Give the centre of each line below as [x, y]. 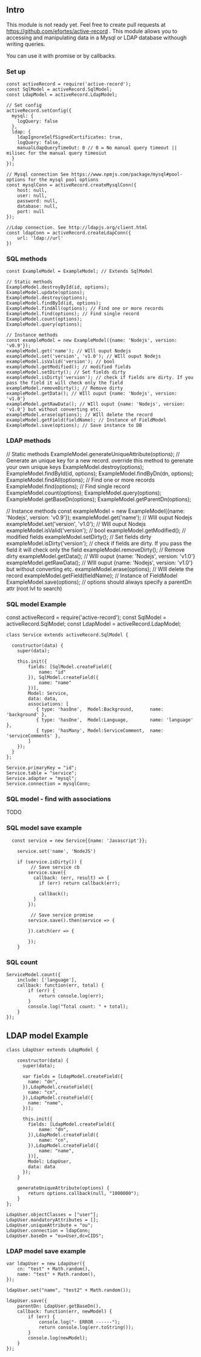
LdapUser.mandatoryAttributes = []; [52, 1220]
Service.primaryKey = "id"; [42, 768]
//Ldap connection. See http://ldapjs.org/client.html [77, 228]
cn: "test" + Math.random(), [54, 1269]
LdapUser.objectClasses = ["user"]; [52, 1214]
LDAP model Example [48, 1036]
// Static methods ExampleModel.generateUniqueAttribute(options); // [93, 454]
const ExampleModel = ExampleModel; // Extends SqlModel [80, 272]
